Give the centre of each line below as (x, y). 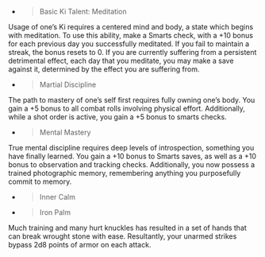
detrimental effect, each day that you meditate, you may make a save (121, 60)
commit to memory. (40, 181)
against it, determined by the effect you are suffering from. (104, 69)
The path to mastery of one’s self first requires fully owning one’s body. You (132, 100)
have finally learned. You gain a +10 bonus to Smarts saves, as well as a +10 (132, 156)
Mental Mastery (65, 132)
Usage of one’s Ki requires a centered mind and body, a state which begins (131, 27)
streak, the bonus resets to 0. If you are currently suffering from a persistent (132, 52)
